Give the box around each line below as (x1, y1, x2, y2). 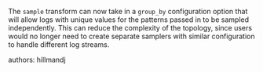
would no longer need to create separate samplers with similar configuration (8, 31, 255, 41)
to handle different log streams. (8, 40, 110, 49)
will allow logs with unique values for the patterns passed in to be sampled (8, 15, 250, 24)
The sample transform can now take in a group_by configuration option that (8, 7, 248, 16)
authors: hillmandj (8, 55, 66, 64)
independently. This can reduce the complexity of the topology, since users (8, 23, 253, 32)
